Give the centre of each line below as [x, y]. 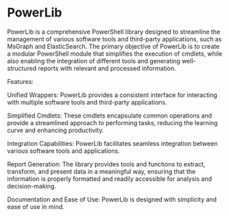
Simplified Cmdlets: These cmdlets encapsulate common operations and [110, 116]
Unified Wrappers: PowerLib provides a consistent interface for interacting [112, 95]
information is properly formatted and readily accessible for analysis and [110, 179]
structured [22, 68]
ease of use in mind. [36, 206]
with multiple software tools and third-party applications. [87, 102]
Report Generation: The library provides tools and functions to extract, [106, 164]
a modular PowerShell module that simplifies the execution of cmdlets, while [115, 54]
